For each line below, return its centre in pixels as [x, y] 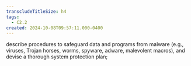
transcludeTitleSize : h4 [36, 11]
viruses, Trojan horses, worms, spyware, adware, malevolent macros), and [95, 51]
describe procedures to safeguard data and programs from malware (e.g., [95, 44]
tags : [13, 17]
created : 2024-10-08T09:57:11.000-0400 [55, 28]
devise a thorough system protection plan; [57, 57]
